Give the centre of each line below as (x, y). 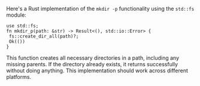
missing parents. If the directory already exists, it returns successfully (92, 64)
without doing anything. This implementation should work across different (97, 70)
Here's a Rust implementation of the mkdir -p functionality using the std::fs (100, 9)
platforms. (19, 77)
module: (16, 15)
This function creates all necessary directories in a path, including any (93, 58)
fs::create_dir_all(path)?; (44, 36)
